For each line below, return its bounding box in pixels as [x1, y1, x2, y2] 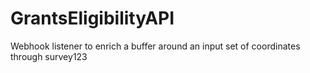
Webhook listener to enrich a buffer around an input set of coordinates [10, 40, 301, 52]
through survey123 [10, 50, 88, 62]
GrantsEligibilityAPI [10, 7, 175, 30]
